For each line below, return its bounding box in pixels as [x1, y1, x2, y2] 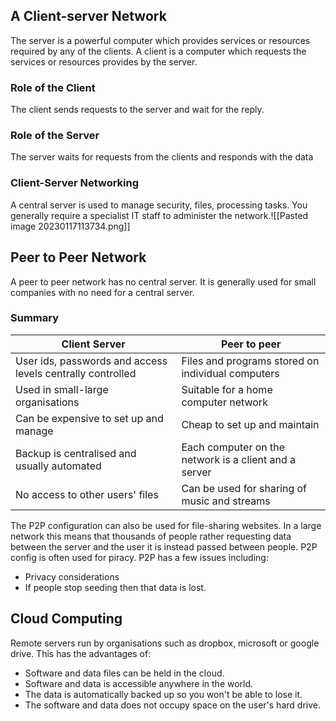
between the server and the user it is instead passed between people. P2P [10, 540, 318, 553]
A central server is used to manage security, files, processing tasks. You [10, 199, 308, 211]
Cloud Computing [10, 610, 123, 628]
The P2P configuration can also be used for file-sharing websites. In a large [10, 519, 322, 531]
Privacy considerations [24, 570, 120, 583]
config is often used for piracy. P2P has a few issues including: [10, 551, 269, 563]
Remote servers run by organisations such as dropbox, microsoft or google [10, 637, 320, 649]
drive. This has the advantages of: [10, 647, 152, 659]
